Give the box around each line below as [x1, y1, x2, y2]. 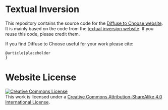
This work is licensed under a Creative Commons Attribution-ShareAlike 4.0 [5, 93, 162, 99]
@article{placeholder [5, 50, 51, 56]
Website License [5, 72, 77, 83]
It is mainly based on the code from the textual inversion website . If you [5, 25, 154, 31]
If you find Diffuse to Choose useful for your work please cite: [5, 40, 134, 46]
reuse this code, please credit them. [5, 31, 80, 37]
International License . [5, 99, 50, 105]
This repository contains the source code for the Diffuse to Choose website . [5, 20, 163, 26]
